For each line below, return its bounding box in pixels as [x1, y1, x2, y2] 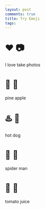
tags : [5, 20, 16, 26]
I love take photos [5, 62, 41, 68]
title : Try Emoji [5, 16, 40, 21]
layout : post [5, 7, 31, 12]
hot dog [5, 132, 21, 139]
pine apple [5, 95, 26, 101]
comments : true [5, 12, 36, 17]
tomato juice [5, 198, 30, 204]
